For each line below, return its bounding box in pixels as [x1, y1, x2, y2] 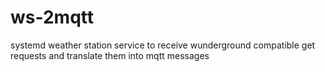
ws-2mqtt [10, 6, 95, 29]
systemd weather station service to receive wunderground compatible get [10, 39, 316, 51]
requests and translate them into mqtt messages [10, 49, 210, 61]
